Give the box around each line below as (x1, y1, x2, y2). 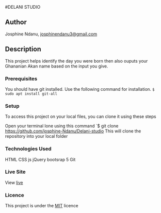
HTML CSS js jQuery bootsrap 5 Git (5, 156, 76, 162)
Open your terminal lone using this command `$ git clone (5, 123, 119, 129)
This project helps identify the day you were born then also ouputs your (5, 58, 148, 64)
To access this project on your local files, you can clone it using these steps (5, 114, 157, 119)
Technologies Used (5, 146, 52, 152)
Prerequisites (5, 75, 37, 82)
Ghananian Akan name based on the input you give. (5, 63, 108, 69)
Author (5, 18, 27, 26)
